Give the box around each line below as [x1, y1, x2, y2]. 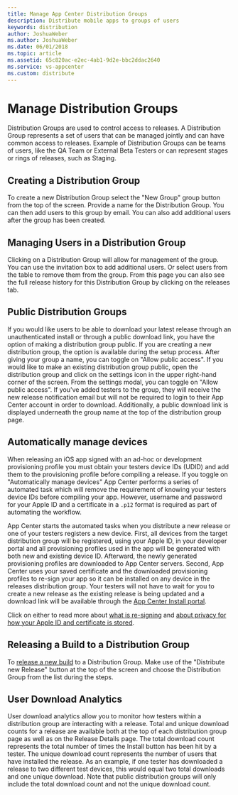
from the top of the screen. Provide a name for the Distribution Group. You [7, 201, 225, 209]
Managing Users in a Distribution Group [7, 236, 186, 248]
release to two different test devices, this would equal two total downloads [7, 764, 225, 774]
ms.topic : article [7, 50, 62, 57]
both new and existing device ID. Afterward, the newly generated [7, 552, 198, 560]
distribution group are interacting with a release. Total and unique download [7, 720, 229, 728]
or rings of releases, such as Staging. [7, 154, 117, 163]
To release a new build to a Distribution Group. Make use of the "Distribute [7, 657, 225, 666]
